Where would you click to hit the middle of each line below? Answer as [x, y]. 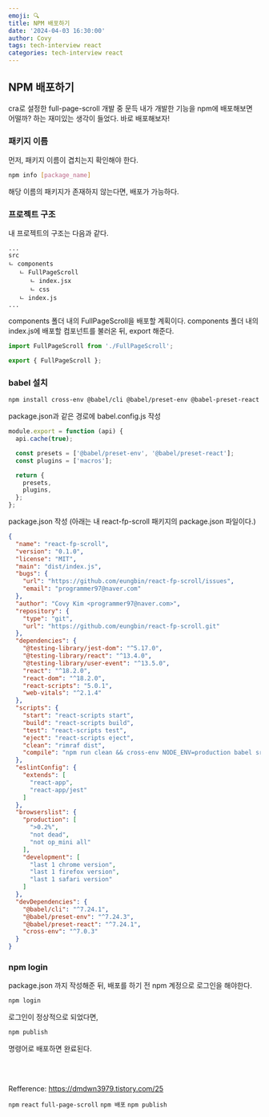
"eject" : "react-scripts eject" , [78, 738]
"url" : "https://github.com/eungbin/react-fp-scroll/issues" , [128, 581]
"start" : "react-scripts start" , [78, 716]
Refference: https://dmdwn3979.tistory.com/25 [86, 1089]
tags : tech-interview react [55, 46]
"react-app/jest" [58, 790]
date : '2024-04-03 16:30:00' [57, 30]
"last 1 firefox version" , [74, 872]
